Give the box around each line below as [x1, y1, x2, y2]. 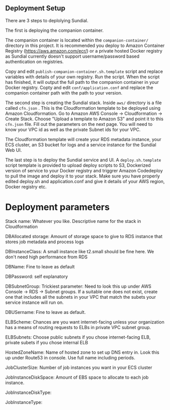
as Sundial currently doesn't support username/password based [5, 53, 140, 59]
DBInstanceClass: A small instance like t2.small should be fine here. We [5, 248, 154, 254]
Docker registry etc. [5, 184, 47, 190]
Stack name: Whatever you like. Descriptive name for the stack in [5, 218, 142, 224]
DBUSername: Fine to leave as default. [5, 309, 86, 315]
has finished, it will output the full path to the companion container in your [5, 79, 159, 85]
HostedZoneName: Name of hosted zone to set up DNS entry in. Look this [5, 349, 159, 355]
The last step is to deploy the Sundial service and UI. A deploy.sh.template [5, 157, 161, 163]
